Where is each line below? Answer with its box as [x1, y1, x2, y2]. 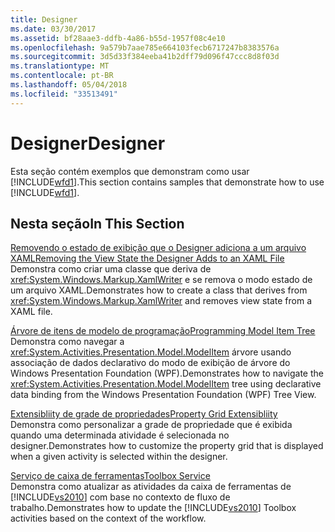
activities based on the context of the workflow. [10, 512, 207, 525]
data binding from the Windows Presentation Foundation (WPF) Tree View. [10, 389, 317, 401]
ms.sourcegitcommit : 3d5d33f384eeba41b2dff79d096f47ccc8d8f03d [10, 52, 280, 62]
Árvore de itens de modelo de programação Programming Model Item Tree [10, 325, 316, 337]
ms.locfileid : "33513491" [10, 89, 118, 99]
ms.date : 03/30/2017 [10, 24, 97, 34]
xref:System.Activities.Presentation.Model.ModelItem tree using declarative [10, 378, 322, 390]
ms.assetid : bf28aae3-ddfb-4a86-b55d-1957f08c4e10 [10, 33, 226, 43]
